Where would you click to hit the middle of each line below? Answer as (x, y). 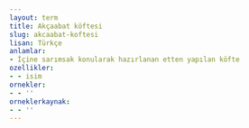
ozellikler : (32, 69)
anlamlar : (28, 51)
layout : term (34, 18)
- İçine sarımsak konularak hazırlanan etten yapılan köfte (125, 59)
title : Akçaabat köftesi (56, 26)
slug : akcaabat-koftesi (54, 34)
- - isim (26, 77)
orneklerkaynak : (40, 101)
